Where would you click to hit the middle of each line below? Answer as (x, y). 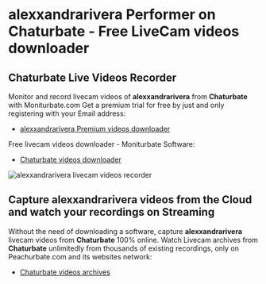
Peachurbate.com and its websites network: (80, 256)
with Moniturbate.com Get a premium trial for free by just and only (116, 105)
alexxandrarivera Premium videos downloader (95, 129)
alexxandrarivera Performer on (112, 15)
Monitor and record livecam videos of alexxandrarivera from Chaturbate (128, 96)
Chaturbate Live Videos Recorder (93, 77)
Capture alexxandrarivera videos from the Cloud (130, 200)
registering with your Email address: (67, 113)
